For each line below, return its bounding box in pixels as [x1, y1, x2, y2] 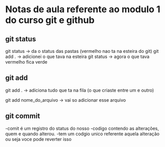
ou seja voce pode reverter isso [5, 136, 72, 142]
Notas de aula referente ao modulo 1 [5, 4, 160, 15]
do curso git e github [5, 14, 95, 26]
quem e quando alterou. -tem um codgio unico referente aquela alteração [5, 131, 160, 137]
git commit [5, 112, 40, 121]
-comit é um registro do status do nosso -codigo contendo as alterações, [5, 125, 159, 131]
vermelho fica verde [5, 59, 47, 65]
